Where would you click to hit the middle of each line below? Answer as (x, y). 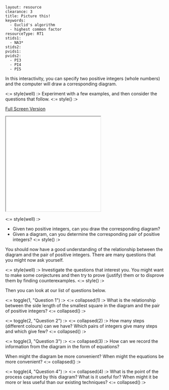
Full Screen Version (25, 109)
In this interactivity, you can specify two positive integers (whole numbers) (83, 79)
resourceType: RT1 (24, 34)
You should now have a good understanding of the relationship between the (84, 249)
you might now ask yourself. (35, 260)
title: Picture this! (28, 16)
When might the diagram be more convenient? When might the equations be (84, 356)
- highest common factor (36, 29)
